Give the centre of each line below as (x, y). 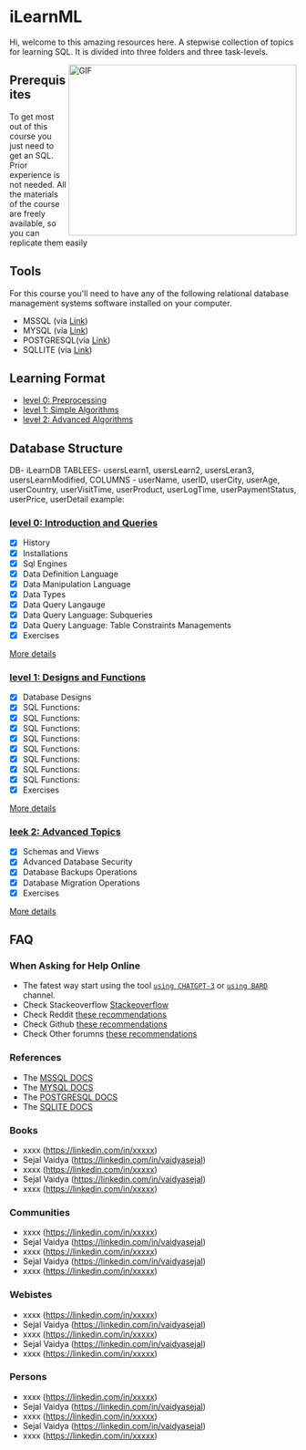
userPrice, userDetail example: (67, 500)
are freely (27, 213)
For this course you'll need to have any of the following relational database (149, 293)
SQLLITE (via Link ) (57, 349)
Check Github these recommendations (95, 1024)
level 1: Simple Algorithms (71, 410)
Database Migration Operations (82, 883)
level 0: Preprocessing (65, 400)
